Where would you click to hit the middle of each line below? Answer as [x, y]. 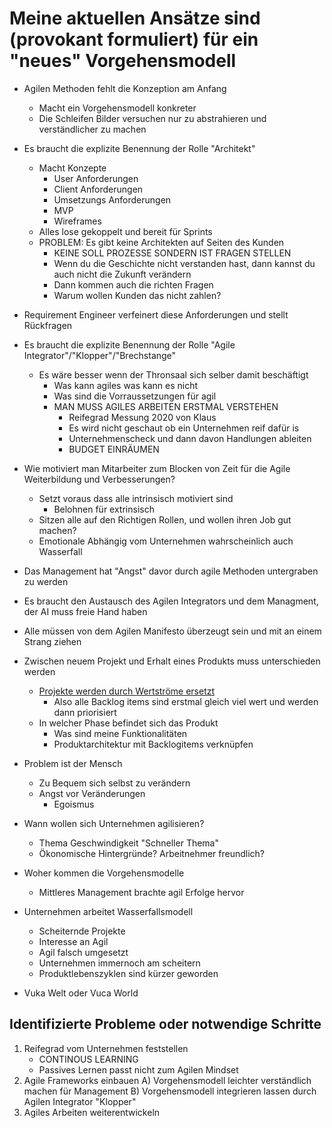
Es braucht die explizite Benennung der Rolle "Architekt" [139, 148]
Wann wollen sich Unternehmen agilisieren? [114, 823]
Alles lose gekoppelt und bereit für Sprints [125, 231]
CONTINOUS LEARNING [88, 1059]
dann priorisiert [85, 712]
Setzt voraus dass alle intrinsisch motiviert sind [136, 498]
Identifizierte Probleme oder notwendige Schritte [165, 1024]
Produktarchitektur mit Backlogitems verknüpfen [153, 744]
